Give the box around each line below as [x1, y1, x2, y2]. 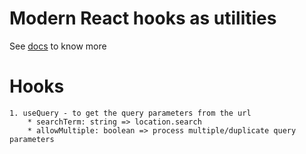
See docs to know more [9, 40, 107, 52]
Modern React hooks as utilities [9, 7, 277, 30]
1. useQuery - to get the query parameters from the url [9, 108, 252, 118]
